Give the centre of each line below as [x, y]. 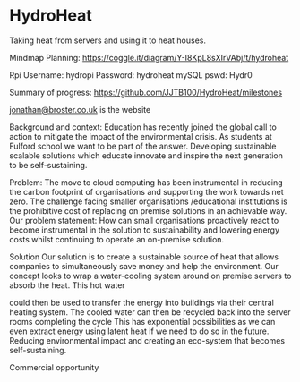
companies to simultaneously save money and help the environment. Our [144, 266]
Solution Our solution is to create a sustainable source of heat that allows [144, 257]
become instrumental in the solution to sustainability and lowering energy [145, 230]
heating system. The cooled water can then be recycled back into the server [150, 312]
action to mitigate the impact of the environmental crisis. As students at [141, 136]
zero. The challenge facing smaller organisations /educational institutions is [149, 201]
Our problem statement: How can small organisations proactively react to [144, 220]
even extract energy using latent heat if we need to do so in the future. [139, 331]
